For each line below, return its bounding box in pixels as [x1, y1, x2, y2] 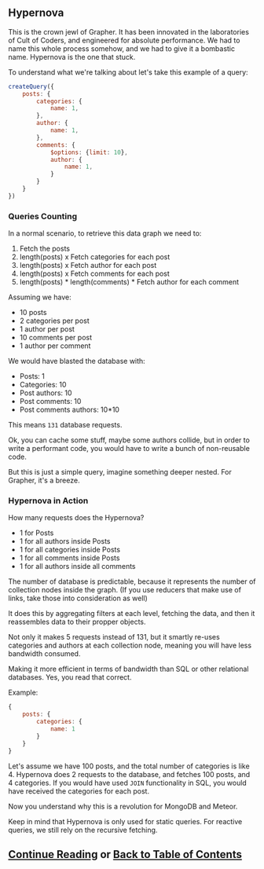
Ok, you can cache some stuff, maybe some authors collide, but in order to [8, 435, 250, 445]
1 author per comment [19, 341, 91, 350]
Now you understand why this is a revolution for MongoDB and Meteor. [8, 801, 238, 811]
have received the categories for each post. [8, 786, 150, 796]
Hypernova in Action [8, 495, 89, 506]
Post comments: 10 [19, 397, 82, 406]
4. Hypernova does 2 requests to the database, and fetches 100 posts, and [8, 769, 251, 779]
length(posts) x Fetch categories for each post [19, 252, 170, 262]
